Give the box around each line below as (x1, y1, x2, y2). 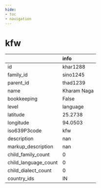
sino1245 (62, 72, 85, 79)
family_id (7, 72, 28, 79)
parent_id (7, 80, 29, 86)
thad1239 (62, 80, 85, 86)
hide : (5, 7, 16, 12)
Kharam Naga (62, 87, 94, 94)
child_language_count (7, 159, 58, 166)
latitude (7, 111, 25, 118)
